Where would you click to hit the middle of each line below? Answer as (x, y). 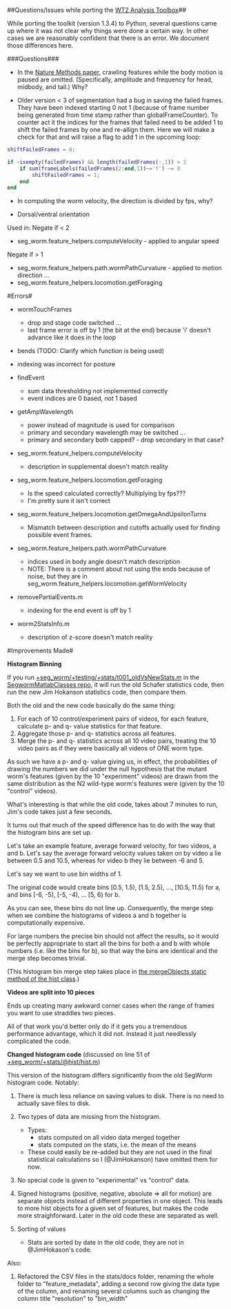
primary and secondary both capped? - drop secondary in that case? (125, 440)
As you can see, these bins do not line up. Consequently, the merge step (110, 908)
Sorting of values (41, 1229)
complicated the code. (39, 1041)
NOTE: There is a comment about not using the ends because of (119, 569)
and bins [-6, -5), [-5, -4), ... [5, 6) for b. (64, 895)
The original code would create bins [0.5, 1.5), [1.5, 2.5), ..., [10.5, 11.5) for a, (114, 887)
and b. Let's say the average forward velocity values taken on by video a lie (114, 854)
